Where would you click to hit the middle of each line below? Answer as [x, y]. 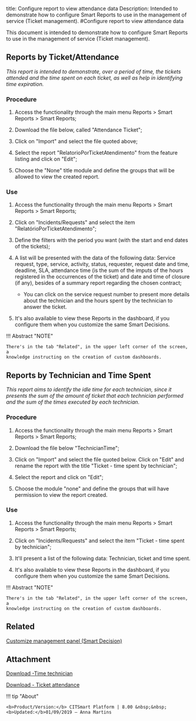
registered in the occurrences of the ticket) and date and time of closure [102, 277]
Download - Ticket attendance [43, 685]
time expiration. [25, 84]
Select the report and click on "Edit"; [59, 477]
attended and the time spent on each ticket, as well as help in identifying [94, 78]
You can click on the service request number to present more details [107, 294]
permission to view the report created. [61, 494]
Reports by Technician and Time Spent [79, 375]
